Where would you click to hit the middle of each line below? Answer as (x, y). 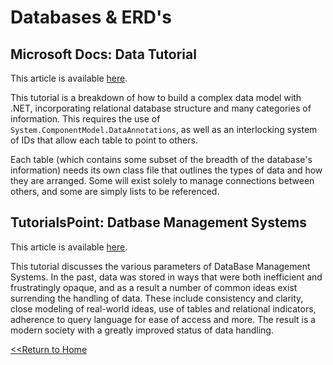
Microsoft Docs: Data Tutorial (103, 54)
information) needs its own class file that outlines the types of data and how (166, 170)
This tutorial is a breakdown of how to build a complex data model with (156, 97)
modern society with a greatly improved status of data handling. (142, 330)
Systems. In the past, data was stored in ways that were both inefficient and (166, 277)
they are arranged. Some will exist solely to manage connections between (162, 180)
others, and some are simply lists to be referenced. (115, 191)
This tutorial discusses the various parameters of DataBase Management (160, 266)
